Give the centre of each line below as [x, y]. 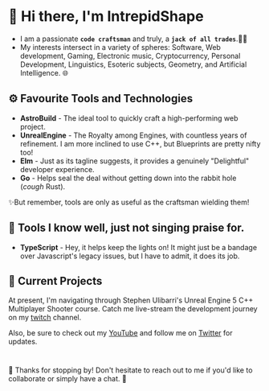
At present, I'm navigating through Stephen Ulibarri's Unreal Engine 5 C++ [131, 300]
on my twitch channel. [45, 318]
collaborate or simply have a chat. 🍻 [67, 378]
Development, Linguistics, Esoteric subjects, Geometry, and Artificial [133, 64]
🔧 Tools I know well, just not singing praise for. [126, 228]
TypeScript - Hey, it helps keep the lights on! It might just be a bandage [139, 247]
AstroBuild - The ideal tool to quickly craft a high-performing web [129, 118]
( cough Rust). [43, 186]
